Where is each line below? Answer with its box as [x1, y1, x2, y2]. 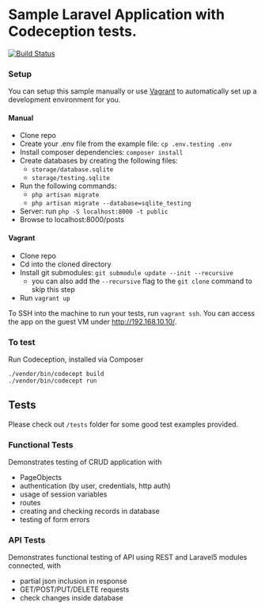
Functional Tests [8, 439, 74, 450]
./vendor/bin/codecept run [8, 377, 97, 385]
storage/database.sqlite [31, 166, 114, 174]
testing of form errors [19, 515, 90, 524]
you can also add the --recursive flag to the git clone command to [31, 276, 253, 286]
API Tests [8, 534, 46, 545]
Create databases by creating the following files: [19, 156, 178, 166]
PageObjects [19, 473, 62, 482]
